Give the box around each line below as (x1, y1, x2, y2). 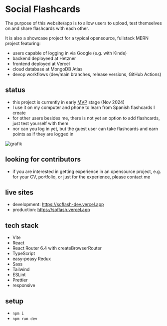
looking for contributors (5, 155, 81, 163)
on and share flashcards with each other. (5, 25, 89, 31)
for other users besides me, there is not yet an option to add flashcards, (12, 115, 160, 121)
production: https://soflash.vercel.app (12, 206, 91, 213)
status (5, 86, 26, 94)
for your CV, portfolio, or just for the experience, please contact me (12, 173, 151, 179)
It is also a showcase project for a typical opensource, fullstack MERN (5, 35, 149, 41)
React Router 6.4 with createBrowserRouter (12, 245, 102, 251)
